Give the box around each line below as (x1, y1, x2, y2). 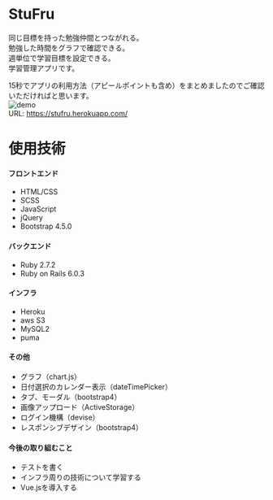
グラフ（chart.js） (19, 372, 81, 381)
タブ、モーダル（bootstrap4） (19, 392, 122, 402)
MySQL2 (19, 324, 50, 333)
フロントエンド (8, 168, 58, 178)
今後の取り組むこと (8, 442, 73, 452)
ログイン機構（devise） (19, 412, 100, 422)
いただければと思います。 (8, 90, 93, 100)
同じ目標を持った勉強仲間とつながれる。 (8, 33, 144, 42)
